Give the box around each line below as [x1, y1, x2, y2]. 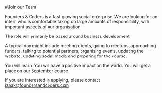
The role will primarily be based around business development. [5, 34, 131, 39]
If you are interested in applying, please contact [5, 77, 100, 83]
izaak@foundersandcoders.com [5, 82, 69, 88]
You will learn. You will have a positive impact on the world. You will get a [5, 63, 151, 68]
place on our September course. [5, 68, 70, 74]
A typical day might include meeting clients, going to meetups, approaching [5, 43, 156, 48]
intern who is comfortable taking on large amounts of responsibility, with [5, 19, 150, 24]
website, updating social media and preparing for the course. [5, 53, 127, 59]
